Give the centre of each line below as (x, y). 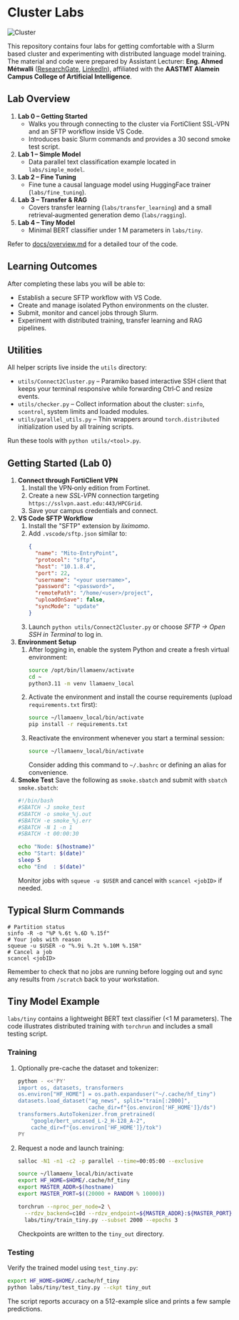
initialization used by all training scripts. (76, 427)
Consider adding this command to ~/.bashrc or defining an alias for (127, 765)
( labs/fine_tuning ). (57, 192)
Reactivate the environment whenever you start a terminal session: (126, 738)
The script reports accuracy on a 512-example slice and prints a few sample (119, 1301)
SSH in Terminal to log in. (66, 634)
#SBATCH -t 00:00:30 (48, 834)
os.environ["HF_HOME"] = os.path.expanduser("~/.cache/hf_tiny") (117, 1094)
